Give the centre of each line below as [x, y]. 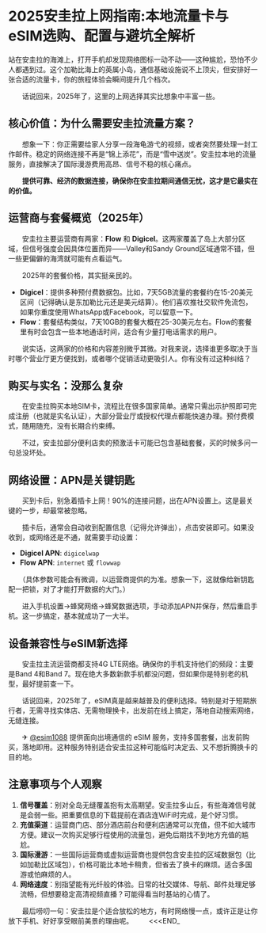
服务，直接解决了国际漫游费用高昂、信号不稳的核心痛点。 [102, 164]
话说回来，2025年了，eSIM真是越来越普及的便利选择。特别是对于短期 [136, 701]
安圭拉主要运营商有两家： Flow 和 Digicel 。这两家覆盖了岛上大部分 [130, 238]
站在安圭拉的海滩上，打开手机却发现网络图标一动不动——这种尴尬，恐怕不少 [133, 59]
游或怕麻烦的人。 [47, 874]
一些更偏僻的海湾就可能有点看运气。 [67, 258]
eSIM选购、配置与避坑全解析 [102, 36]
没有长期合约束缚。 [88, 426]
